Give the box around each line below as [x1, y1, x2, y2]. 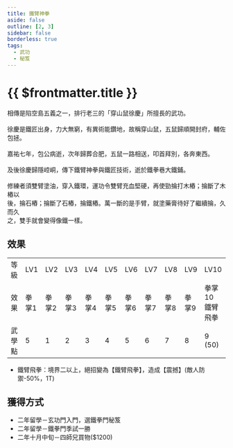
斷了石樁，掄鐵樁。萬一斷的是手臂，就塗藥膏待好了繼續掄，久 [49, 199, 226, 207]
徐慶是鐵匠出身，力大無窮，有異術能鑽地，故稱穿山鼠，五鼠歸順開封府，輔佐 [7, 125, 226, 133]
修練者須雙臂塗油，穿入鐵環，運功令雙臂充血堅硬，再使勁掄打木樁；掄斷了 [7, 181, 220, 190]
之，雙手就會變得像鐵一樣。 [7, 216, 87, 224]
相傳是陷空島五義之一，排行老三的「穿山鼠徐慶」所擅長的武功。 [7, 109, 189, 117]
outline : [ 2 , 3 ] [7, 23, 54, 30]
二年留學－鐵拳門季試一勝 [17, 424, 91, 433]
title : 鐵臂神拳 [7, 10, 50, 17]
